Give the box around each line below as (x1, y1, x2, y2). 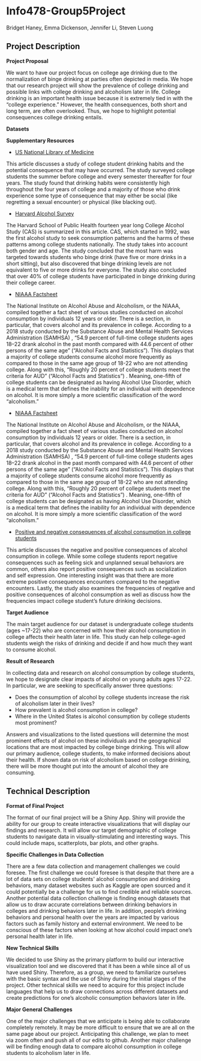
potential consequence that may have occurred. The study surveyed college (6, 166, 195, 173)
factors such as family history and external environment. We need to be (6, 919, 183, 927)
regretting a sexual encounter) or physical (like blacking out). (6, 198, 157, 205)
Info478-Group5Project (6, 4, 126, 18)
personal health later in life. (6, 933, 74, 940)
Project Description (6, 41, 80, 52)
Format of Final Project (6, 802, 64, 809)
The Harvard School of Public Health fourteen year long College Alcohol (6, 221, 184, 229)
